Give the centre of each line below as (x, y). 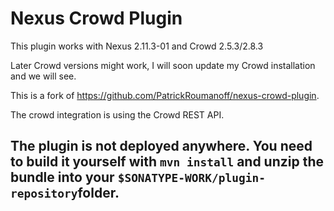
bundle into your (62, 177)
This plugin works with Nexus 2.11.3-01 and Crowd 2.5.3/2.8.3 (137, 46)
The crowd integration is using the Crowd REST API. (117, 114)
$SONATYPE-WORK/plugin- (191, 178)
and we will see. (43, 76)
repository (44, 194)
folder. (98, 193)
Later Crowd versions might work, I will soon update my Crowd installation (163, 65)
